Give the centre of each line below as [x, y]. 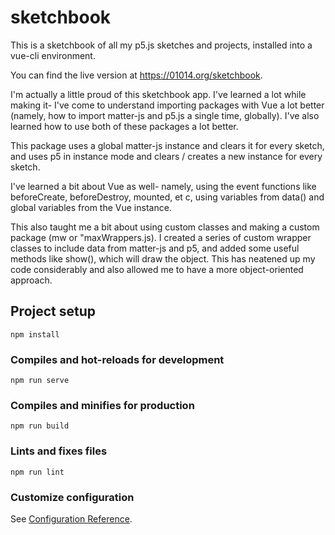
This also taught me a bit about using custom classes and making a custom [165, 227]
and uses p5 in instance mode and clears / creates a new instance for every [166, 156]
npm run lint [37, 472]
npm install [35, 334]
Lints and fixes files [59, 451]
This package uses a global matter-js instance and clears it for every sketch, [167, 145]
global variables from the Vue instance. [91, 207]
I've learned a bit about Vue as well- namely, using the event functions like [163, 186]
